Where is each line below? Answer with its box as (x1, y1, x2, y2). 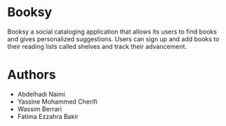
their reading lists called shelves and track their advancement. (7, 42, 187, 50)
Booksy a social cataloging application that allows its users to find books (7, 27, 218, 36)
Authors (7, 67, 56, 83)
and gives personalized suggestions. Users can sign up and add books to (7, 34, 220, 43)
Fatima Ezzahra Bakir (17, 112, 79, 120)
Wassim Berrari (17, 104, 62, 113)
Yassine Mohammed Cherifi (17, 97, 98, 106)
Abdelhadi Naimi (17, 90, 65, 98)
